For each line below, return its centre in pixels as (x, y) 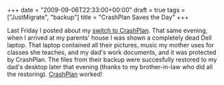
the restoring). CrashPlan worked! (55, 74)
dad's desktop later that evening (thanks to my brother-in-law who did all (110, 67)
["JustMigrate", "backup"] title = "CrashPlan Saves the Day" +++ (98, 17)
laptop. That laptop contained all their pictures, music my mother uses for (111, 45)
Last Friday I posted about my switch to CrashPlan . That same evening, (107, 31)
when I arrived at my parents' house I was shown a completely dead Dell (110, 38)
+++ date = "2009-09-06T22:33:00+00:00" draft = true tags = (96, 10)
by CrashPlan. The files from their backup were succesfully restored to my (112, 60)
